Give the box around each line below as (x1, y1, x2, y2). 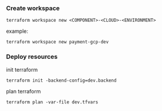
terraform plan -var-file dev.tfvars (6, 99, 99, 105)
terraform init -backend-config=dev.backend (6, 78, 117, 83)
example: (6, 28, 28, 35)
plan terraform (6, 88, 41, 95)
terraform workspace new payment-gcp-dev (6, 39, 109, 45)
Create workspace (6, 4, 60, 12)
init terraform (6, 66, 38, 73)
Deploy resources (6, 53, 58, 61)
